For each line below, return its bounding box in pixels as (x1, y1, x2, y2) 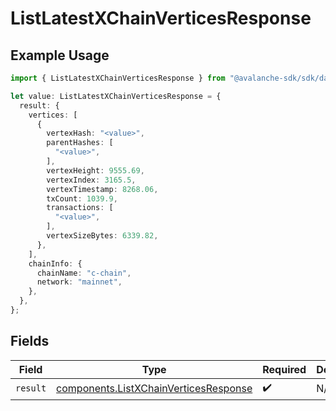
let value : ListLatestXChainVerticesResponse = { (10, 91, 222, 101)
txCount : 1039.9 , (46, 193, 118, 204)
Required (262, 362, 307, 376)
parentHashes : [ (46, 138, 114, 148)
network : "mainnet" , (36, 277, 123, 287)
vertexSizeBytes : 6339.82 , (46, 231, 159, 241)
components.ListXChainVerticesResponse (56, 382, 253, 396)
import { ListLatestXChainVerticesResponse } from (10, 73, 226, 83)
